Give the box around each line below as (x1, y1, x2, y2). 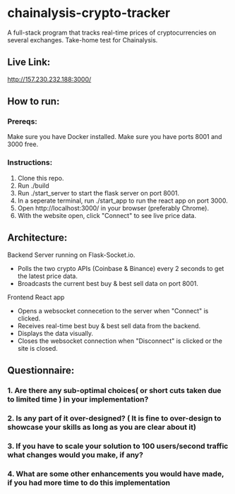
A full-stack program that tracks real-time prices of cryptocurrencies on (7, 28, 217, 37)
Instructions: (7, 157, 53, 167)
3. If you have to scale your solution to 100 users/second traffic (7, 441, 229, 451)
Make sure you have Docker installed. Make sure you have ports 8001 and (7, 133, 222, 141)
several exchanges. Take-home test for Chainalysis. (7, 35, 158, 44)
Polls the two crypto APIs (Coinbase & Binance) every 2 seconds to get (17, 264, 224, 272)
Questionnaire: (7, 364, 75, 376)
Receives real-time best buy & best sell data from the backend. (17, 321, 201, 330)
